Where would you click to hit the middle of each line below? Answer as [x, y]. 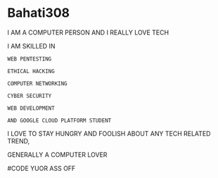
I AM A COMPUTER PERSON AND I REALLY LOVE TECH [88, 32]
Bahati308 [39, 13]
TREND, [19, 141]
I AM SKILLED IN [31, 46]
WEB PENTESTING [30, 59]
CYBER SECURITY [30, 96]
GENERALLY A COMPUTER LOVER [57, 154]
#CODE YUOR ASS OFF [41, 168]
